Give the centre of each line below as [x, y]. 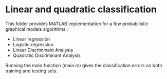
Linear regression [31, 39]
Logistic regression [33, 44]
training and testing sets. [32, 71]
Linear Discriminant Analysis [43, 50]
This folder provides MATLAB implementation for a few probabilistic [77, 24]
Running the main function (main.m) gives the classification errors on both [84, 65]
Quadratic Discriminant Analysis [47, 55]
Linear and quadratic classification [81, 9]
